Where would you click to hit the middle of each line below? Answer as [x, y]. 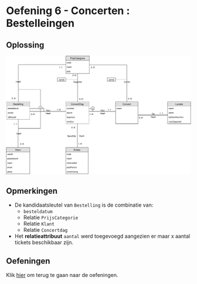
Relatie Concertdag [45, 230]
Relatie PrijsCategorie [51, 218]
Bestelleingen [40, 23]
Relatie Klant [39, 224]
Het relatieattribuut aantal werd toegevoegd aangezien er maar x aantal [102, 236]
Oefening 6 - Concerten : [68, 11]
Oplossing [25, 45]
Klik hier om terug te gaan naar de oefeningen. [62, 275]
